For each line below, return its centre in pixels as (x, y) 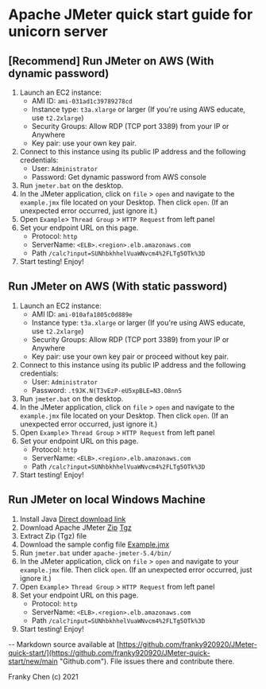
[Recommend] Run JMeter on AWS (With (111, 61)
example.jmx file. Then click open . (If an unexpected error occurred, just (136, 570)
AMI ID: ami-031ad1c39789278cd (82, 101)
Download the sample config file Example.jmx (94, 544)
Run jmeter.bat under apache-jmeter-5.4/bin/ (96, 553)
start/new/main (33, 661)
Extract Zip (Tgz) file (53, 535)
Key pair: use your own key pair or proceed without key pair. (130, 356)
